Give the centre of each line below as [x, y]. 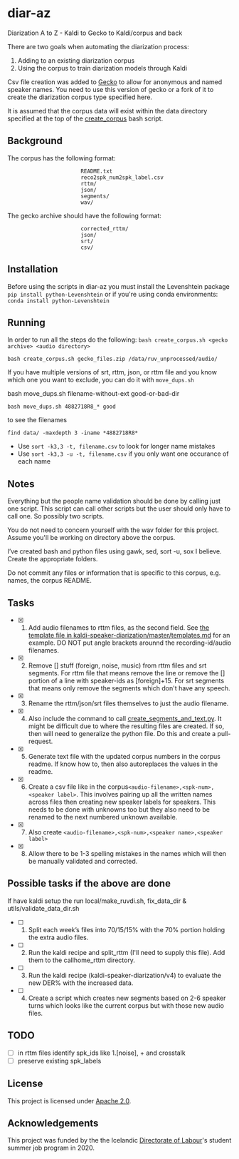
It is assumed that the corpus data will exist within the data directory [107, 111]
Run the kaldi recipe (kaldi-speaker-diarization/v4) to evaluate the [125, 975]
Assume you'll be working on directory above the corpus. [91, 538]
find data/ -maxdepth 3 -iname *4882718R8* [73, 433]
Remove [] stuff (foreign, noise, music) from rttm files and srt [117, 665]
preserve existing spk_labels [59, 1061]
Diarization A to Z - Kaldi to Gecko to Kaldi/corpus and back [95, 33]
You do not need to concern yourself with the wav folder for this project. [113, 530]
